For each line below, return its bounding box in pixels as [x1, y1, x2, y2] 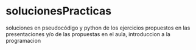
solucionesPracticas [5, 4, 112, 18]
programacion [5, 37, 41, 44]
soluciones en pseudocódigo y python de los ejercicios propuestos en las [5, 24, 191, 31]
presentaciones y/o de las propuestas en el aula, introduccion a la [5, 30, 171, 37]
